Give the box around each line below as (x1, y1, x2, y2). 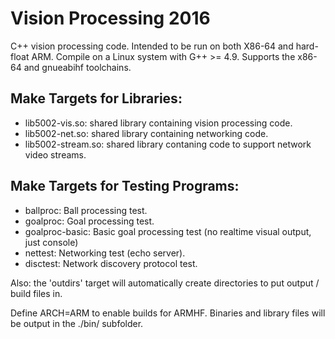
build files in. (10, 287, 63, 299)
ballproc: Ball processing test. (24, 204, 148, 216)
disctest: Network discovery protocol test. (24, 257, 198, 269)
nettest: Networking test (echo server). (24, 247, 186, 259)
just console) (24, 236, 79, 248)
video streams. (24, 148, 87, 161)
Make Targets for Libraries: (10, 90, 183, 107)
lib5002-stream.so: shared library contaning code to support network (24, 138, 312, 150)
